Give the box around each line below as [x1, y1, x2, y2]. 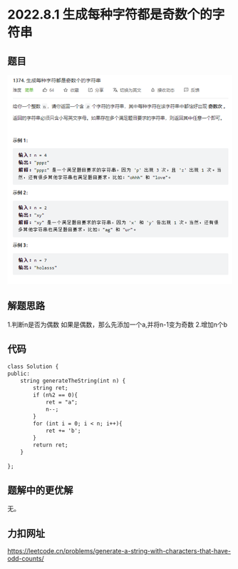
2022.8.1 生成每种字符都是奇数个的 [7, 6, 212, 23]
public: [7, 370, 31, 378]
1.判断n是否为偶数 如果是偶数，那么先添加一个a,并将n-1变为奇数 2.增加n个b [7, 320, 228, 329]
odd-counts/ [7, 554, 44, 563]
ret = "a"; [45, 399, 78, 406]
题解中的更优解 [7, 484, 73, 496]
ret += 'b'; [45, 427, 81, 435]
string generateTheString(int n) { [20, 377, 126, 385]
